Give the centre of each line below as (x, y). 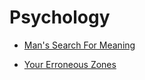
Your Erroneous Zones (70, 64)
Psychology (60, 17)
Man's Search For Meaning (79, 45)
